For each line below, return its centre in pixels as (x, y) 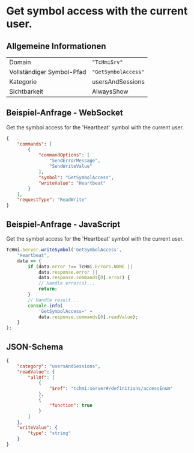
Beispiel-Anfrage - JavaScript (63, 224)
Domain (20, 62)
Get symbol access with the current (97, 11)
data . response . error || (68, 272)
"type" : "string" (49, 433)
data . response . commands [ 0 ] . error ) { (84, 278)
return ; (48, 289)
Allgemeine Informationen (56, 46)
